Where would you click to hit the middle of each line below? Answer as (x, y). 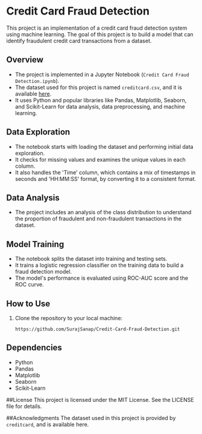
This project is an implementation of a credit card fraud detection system (97, 28)
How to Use (28, 304)
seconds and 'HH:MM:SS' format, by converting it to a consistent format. (106, 179)
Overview (25, 60)
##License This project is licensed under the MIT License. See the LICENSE (100, 399)
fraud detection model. (43, 272)
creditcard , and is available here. (48, 424)
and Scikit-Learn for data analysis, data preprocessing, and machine (100, 107)
